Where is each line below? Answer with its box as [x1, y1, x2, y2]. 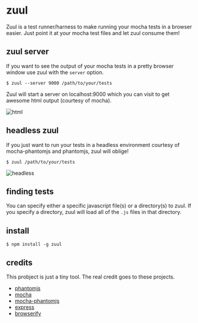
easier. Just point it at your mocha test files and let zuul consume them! [6, 29, 180, 36]
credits [6, 257, 33, 267]
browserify [14, 310, 41, 317]
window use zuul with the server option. [6, 69, 104, 76]
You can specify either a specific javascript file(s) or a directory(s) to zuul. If [6, 202, 191, 209]
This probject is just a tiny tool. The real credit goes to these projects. [6, 273, 176, 280]
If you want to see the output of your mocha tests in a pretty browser [6, 62, 174, 69]
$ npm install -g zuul [6, 241, 62, 248]
